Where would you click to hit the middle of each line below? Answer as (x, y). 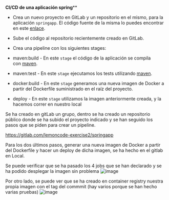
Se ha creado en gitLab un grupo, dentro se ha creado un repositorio (78, 114)
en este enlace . (29, 28)
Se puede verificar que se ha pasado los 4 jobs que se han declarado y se (84, 166)
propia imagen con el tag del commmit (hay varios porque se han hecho (81, 186)
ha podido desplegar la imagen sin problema (52, 171)
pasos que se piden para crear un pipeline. (50, 125)
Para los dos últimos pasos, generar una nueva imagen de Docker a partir (83, 145)
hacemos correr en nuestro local (47, 104)
